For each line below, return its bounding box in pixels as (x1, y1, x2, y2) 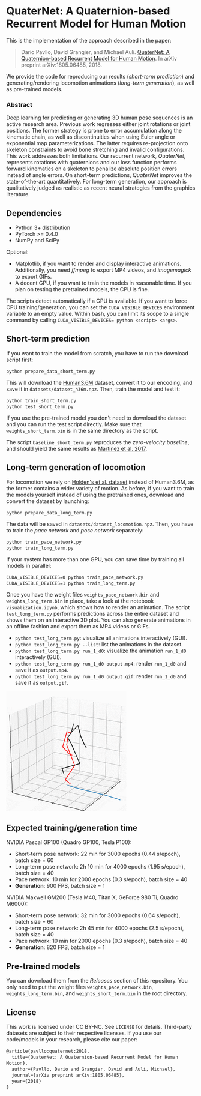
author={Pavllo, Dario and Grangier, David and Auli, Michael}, (11, 1067, 176, 1073)
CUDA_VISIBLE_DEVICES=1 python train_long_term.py (6, 580, 136, 586)
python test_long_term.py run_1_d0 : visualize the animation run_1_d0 (14, 647, 187, 654)
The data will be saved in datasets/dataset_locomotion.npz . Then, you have (6, 520, 194, 528)
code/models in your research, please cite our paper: (6, 1036, 138, 1043)
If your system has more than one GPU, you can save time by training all (6, 555, 184, 562)
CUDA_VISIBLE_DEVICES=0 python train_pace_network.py (6, 574, 144, 580)
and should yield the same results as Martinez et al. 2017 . (6, 445, 148, 452)
